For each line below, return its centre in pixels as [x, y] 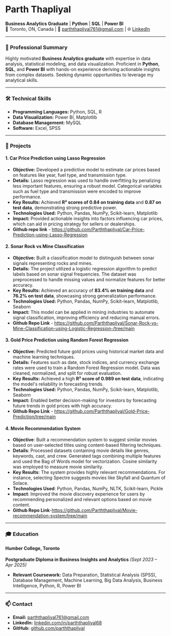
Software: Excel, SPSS [37, 128]
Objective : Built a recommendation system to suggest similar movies [85, 440]
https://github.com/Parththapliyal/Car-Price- [98, 229]
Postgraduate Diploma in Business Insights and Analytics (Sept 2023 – [81, 560]
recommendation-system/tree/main [50, 516]
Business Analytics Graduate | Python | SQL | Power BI [64, 24]
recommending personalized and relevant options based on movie [82, 499]
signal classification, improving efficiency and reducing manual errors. [86, 317]
